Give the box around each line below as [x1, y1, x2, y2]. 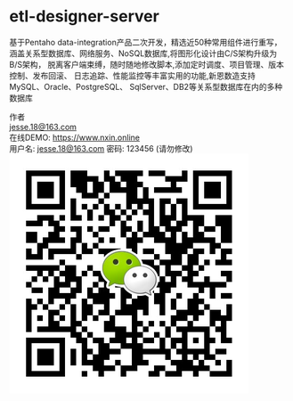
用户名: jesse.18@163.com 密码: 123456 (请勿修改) [9, 143, 193, 153]
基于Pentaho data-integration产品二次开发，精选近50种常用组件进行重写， [9, 37, 282, 47]
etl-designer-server [9, 6, 160, 27]
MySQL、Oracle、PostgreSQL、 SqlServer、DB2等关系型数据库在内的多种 [9, 81, 283, 92]
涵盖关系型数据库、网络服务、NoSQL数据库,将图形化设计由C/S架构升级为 [9, 47, 278, 59]
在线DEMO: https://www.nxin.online [9, 132, 141, 143]
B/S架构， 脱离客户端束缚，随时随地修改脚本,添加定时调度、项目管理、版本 [9, 59, 285, 70]
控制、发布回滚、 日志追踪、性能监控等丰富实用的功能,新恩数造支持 [9, 70, 256, 81]
